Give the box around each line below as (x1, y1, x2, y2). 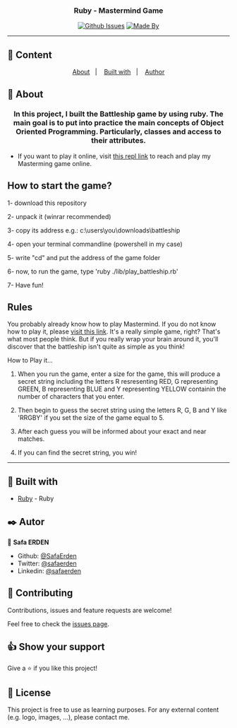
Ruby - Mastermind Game (73, 6, 164, 16)
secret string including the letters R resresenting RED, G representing (17, 377, 219, 386)
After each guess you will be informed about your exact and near (17, 427, 207, 436)
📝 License (7, 687, 51, 699)
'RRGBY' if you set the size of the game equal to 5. (17, 413, 164, 422)
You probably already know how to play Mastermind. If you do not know (7, 320, 217, 329)
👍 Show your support (7, 641, 105, 653)
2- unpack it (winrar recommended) (7, 212, 111, 221)
